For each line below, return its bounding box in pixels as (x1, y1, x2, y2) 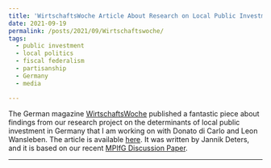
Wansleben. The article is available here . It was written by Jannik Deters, (8, 134, 250, 144)
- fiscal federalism (15, 57, 85, 65)
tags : (8, 34, 27, 43)
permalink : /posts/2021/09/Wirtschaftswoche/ (8, 27, 164, 35)
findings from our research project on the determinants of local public (8, 117, 240, 127)
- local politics (15, 49, 74, 57)
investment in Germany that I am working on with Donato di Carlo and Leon (8, 126, 258, 136)
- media (15, 79, 42, 87)
